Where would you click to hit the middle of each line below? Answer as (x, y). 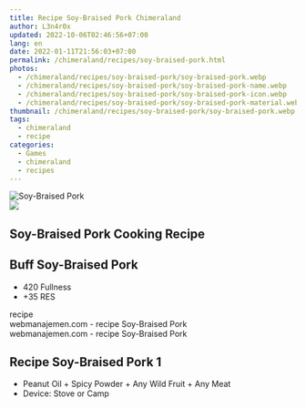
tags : (20, 119)
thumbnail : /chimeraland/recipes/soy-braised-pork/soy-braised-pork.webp (153, 111)
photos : (24, 69)
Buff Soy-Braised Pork (74, 265)
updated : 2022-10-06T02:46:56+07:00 (79, 35)
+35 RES (39, 296)
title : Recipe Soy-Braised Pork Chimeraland (95, 18)
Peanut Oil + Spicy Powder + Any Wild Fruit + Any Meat (127, 384)
